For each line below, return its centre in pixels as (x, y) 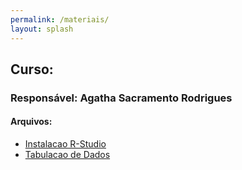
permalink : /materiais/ (60, 19)
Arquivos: (31, 122)
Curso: (32, 69)
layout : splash (42, 29)
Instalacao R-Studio (65, 144)
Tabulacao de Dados (67, 155)
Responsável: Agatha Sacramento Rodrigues (121, 98)
